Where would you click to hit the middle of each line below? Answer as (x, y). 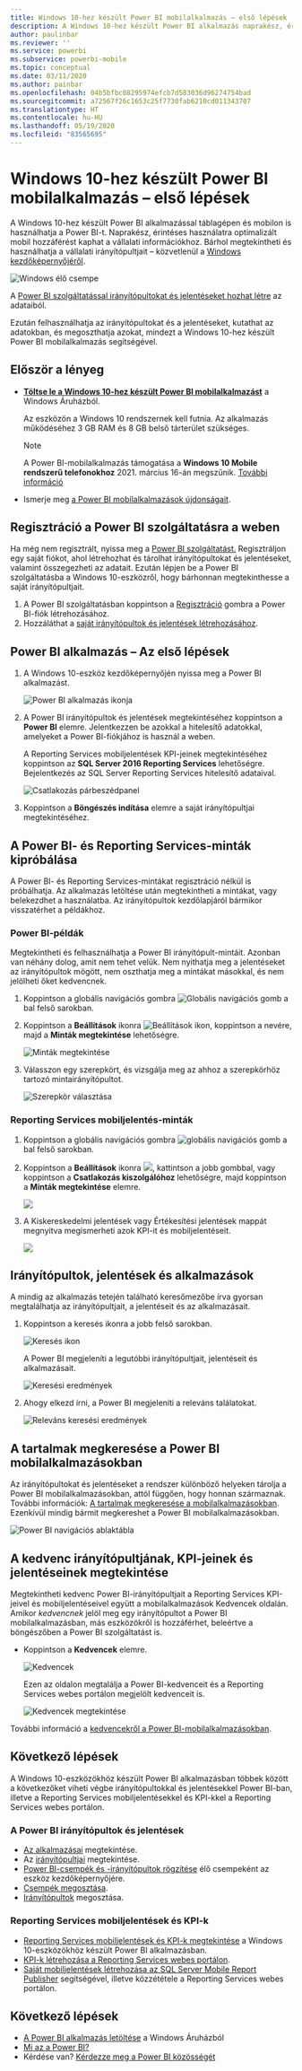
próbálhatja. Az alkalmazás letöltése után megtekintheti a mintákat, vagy (144, 891)
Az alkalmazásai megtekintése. (80, 1850)
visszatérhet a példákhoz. (58, 910)
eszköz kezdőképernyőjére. (74, 1879)
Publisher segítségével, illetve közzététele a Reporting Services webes (153, 1979)
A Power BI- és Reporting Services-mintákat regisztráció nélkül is (131, 881)
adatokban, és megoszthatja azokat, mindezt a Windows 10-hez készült (142, 332)
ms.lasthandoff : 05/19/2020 (63, 127)
